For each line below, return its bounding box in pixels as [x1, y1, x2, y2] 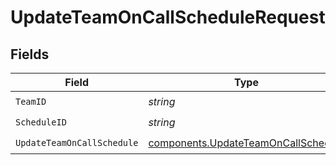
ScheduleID [15, 116, 67, 128]
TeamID [15, 96, 47, 107]
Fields [10, 46, 50, 63]
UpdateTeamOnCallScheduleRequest [10, 6, 326, 29]
